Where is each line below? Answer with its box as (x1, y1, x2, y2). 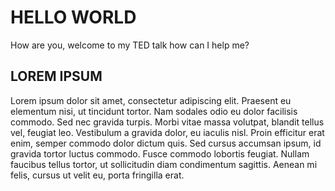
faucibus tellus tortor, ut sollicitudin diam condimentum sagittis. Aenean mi (10, 158, 318, 170)
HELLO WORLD (10, 6, 137, 29)
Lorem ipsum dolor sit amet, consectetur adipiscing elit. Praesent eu (10, 94, 292, 106)
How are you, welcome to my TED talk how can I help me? (10, 39, 250, 51)
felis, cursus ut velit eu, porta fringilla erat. (10, 169, 185, 181)
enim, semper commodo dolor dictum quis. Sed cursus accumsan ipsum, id (10, 137, 322, 149)
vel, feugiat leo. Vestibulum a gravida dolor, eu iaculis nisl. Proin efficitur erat (10, 126, 325, 138)
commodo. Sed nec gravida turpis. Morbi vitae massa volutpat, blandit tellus (10, 116, 325, 128)
